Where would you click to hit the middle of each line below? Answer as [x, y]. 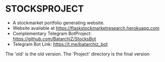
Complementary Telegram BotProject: [52, 33]
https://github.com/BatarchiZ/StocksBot [54, 39]
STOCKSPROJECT [45, 9]
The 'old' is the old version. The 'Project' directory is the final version [77, 54]
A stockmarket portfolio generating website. [59, 23]
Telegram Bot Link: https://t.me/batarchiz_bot [60, 44]
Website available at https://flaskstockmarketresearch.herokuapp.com [86, 28]
